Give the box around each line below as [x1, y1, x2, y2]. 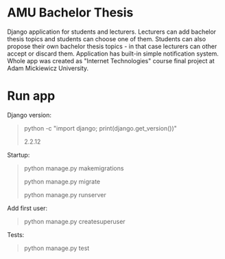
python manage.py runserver [23, 190, 106, 199]
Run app [7, 88, 56, 104]
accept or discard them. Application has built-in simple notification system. [7, 49, 220, 58]
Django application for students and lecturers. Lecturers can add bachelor [7, 27, 217, 36]
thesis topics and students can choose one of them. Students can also [7, 34, 206, 43]
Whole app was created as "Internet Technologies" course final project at [7, 56, 215, 65]
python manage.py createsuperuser [23, 217, 126, 225]
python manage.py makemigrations [23, 164, 124, 172]
